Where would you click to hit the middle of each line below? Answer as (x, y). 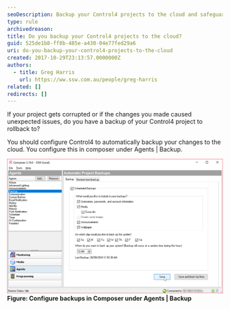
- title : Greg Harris (44, 72)
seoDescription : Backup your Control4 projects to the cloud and (102, 14)
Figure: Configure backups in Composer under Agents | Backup (99, 298)
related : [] (24, 87)
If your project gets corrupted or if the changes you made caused (100, 114)
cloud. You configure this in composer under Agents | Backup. (95, 149)
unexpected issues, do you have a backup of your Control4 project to (105, 122)
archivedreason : (30, 29)
